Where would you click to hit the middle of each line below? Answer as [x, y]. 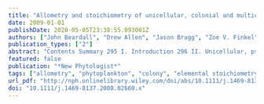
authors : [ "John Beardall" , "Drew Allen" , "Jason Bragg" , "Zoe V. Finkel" [133, 37]
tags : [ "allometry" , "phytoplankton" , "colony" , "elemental [109, 74]
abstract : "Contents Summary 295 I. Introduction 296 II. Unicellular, [128, 52]
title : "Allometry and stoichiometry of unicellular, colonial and [121, 15]
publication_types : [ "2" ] [50, 45]
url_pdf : [22, 81]
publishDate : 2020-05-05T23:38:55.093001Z [79, 30]
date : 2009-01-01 [37, 23]
